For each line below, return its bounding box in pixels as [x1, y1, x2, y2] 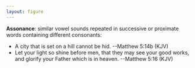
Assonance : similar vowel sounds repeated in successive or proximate [6, 25, 179, 32]
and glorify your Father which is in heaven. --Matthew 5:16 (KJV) [14, 55, 174, 62]
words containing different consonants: [6, 31, 102, 38]
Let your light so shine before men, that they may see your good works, [14, 48, 190, 56]
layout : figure [6, 8, 44, 15]
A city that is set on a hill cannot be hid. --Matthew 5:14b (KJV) [14, 43, 169, 50]
